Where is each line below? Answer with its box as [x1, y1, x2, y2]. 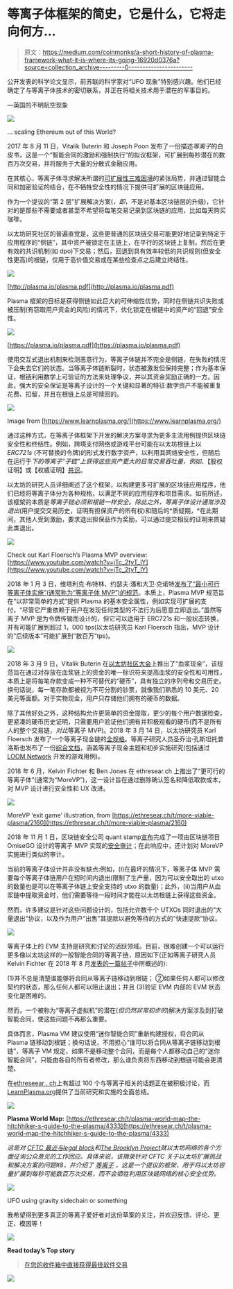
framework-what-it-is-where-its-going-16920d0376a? [24, 55, 180, 64]
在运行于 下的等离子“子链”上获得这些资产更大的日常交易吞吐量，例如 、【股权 [7, 457, 223, 465]
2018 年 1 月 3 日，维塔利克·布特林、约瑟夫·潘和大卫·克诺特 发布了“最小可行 [7, 580, 221, 588]
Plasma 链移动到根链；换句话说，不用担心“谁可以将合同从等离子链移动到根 [7, 1038, 221, 1046]
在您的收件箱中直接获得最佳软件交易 [24, 1260, 128, 1269]
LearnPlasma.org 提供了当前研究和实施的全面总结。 [7, 1087, 153, 1096]
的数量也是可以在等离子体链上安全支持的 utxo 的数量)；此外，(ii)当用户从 [7, 882, 215, 890]
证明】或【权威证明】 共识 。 [7, 465, 87, 474]
